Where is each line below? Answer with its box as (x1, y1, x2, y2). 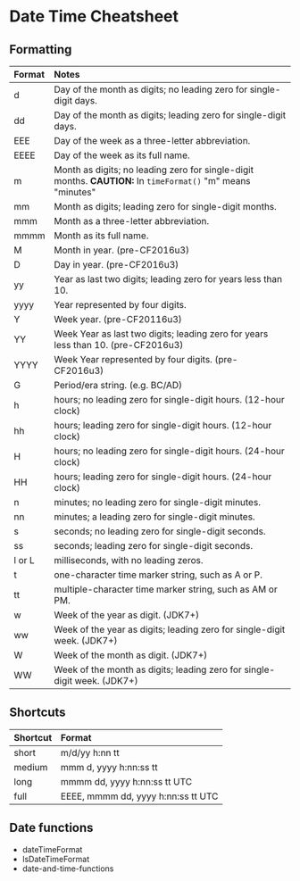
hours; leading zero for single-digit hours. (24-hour (54, 470, 272, 483)
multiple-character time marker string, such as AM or (54, 583, 279, 595)
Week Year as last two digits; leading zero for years (54, 328, 269, 340)
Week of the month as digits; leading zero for (54, 663, 243, 676)
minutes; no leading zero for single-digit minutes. (54, 496, 262, 508)
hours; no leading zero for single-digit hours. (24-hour (54, 445, 286, 457)
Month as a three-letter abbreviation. (54, 215, 210, 227)
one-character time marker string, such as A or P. (54, 569, 263, 581)
